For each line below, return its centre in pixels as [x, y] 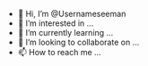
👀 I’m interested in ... [56, 23]
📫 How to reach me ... [59, 52]
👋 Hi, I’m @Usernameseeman [72, 14]
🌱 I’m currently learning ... [65, 33]
